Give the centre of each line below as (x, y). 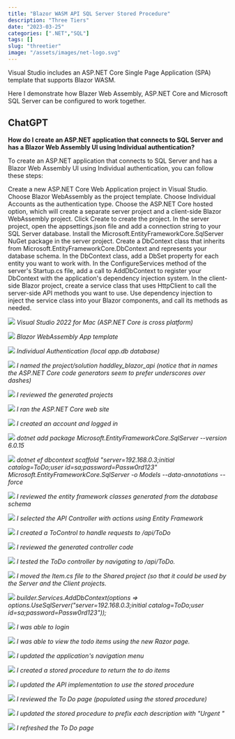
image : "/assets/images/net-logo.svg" (64, 53)
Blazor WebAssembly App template (67, 337)
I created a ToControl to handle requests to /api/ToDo (93, 532)
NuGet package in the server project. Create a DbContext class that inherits (116, 241)
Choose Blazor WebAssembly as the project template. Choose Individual (112, 196)
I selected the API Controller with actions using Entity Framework (110, 518)
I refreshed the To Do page (55, 728)
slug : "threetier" (35, 46)
